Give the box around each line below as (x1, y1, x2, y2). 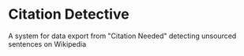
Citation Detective (8, 5, 130, 23)
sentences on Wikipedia (8, 39, 87, 48)
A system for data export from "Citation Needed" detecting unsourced (8, 31, 237, 40)
